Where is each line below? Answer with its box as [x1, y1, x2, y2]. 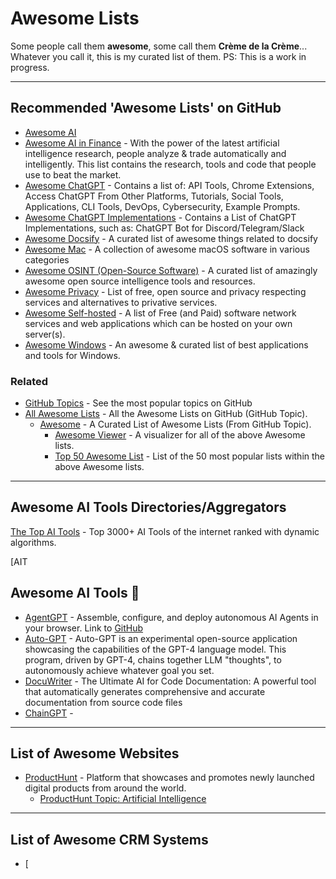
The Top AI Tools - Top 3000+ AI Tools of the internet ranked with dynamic [10, 525, 320, 537]
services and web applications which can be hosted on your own [24, 317, 293, 329]
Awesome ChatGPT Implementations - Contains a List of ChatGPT [24, 211, 297, 223]
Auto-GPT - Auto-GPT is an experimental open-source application [24, 632, 298, 644]
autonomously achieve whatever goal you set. [24, 664, 215, 676]
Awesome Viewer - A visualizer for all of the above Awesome [54, 429, 306, 441]
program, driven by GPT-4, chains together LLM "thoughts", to [24, 653, 282, 666]
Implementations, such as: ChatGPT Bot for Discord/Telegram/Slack [24, 222, 305, 234]
